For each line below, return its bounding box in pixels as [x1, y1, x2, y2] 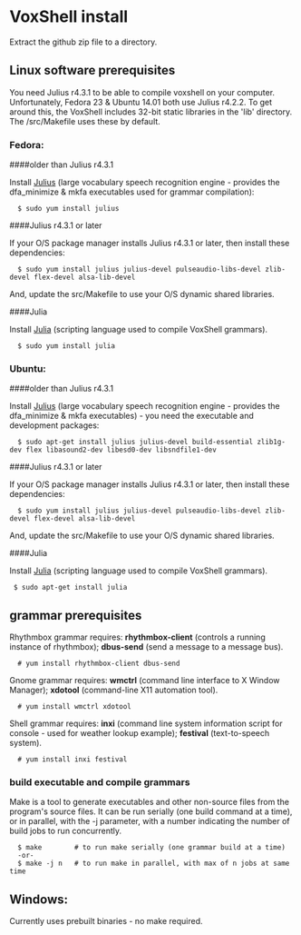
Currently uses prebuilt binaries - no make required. [9, 916, 203, 927]
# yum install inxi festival [17, 755, 128, 764]
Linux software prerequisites [9, 63, 176, 78]
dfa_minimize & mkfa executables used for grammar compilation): [9, 186, 255, 197]
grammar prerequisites [9, 607, 142, 623]
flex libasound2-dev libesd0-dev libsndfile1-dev [25, 445, 218, 455]
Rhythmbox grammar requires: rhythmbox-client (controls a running [9, 632, 266, 642]
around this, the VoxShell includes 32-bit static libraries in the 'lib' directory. [9, 106, 293, 117]
